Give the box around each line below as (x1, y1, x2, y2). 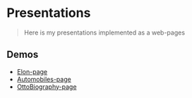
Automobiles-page (16, 75, 71, 83)
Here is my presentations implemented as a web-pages (23, 28, 185, 37)
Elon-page (16, 67, 48, 75)
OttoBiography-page (16, 82, 77, 91)
